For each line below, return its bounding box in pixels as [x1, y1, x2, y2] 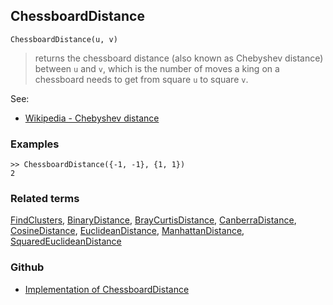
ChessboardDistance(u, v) [10, 34, 118, 44]
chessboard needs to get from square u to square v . [34, 73, 249, 85]
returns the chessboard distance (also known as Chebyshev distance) [34, 52, 324, 64]
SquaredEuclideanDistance [10, 235, 122, 248]
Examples [10, 137, 60, 151]
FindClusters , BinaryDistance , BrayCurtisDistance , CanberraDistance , [10, 214, 297, 226]
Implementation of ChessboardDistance [24, 283, 190, 295]
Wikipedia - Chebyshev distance [24, 112, 160, 124]
